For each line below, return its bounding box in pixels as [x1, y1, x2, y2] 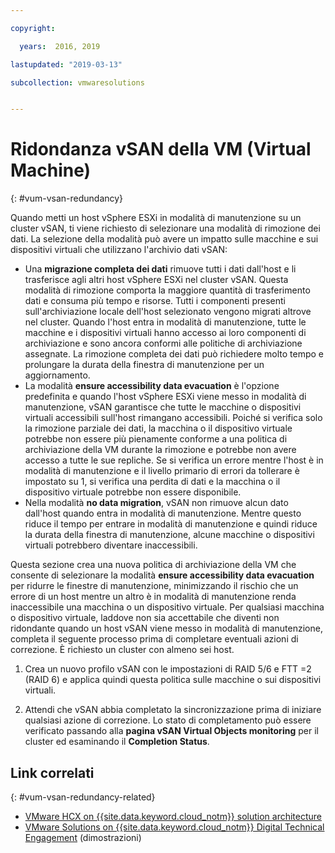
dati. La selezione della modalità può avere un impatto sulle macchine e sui [10, 233, 319, 245]
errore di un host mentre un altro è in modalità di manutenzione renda [10, 591, 297, 603]
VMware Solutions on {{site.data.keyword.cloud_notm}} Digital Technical [24, 821, 325, 833]
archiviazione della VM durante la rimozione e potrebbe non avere [24, 444, 297, 456]
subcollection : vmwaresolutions [10, 77, 145, 88]
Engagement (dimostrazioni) [24, 832, 142, 843]
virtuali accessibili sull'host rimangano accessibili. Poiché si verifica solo [24, 412, 323, 424]
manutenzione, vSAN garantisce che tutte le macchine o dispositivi [24, 401, 302, 413]
